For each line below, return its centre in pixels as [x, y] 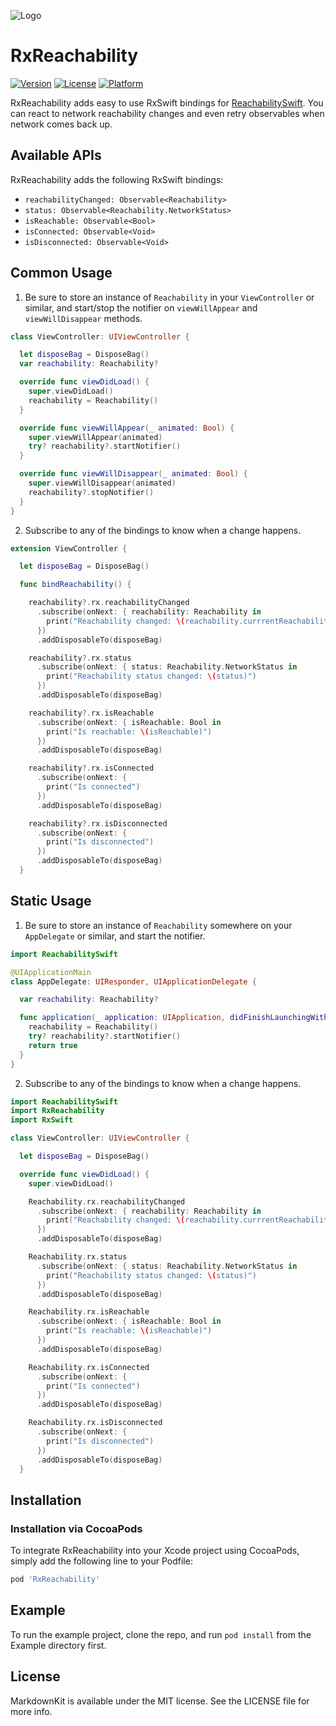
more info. [31, 1711]
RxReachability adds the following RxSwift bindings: [117, 179]
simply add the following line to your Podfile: [101, 1561]
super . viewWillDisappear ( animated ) [102, 483]
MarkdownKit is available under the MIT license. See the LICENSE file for [160, 1701]
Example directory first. [58, 1645]
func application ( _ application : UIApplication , [122, 1018]
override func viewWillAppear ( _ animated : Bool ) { [127, 428]
